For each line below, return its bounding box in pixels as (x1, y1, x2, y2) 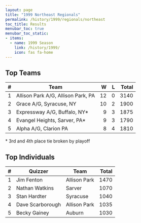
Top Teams (5, 68, 41, 77)
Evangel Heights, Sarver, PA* (16, 117, 86, 124)
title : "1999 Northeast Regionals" (5, 12, 81, 17)
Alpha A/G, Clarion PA (16, 125, 68, 132)
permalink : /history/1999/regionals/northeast (5, 17, 105, 22)
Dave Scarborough (16, 201, 61, 208)
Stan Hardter (16, 193, 47, 200)
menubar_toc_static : (5, 31, 49, 36)
